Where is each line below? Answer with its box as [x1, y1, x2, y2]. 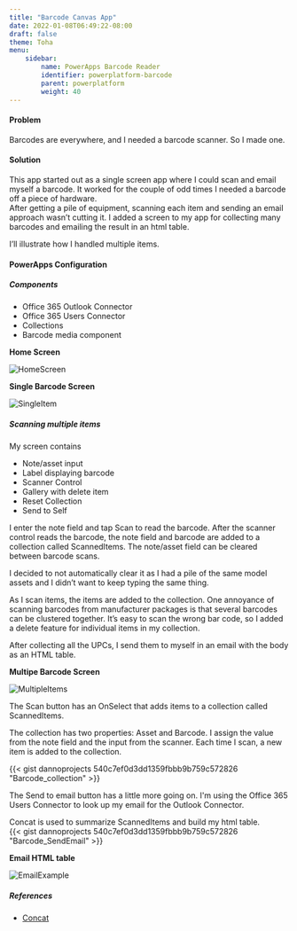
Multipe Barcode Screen [9, 667, 100, 677]
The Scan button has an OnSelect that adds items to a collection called [9, 701, 268, 712]
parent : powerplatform [41, 79, 125, 88]
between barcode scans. [9, 551, 100, 561]
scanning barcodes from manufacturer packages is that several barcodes [9, 604, 277, 614]
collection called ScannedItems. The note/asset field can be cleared [9, 542, 258, 552]
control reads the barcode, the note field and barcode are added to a [9, 532, 261, 543]
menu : [9, 46, 29, 55]
